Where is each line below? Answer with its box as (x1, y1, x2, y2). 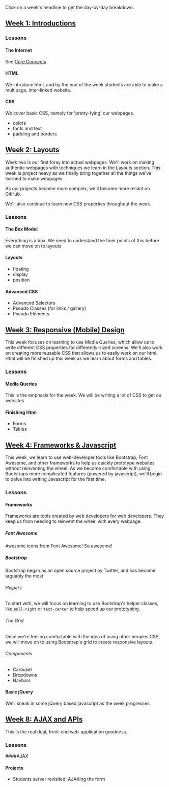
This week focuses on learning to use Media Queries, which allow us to (5, 339, 155, 345)
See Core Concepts (5, 58, 47, 64)
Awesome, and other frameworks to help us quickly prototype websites (5, 460, 155, 466)
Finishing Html (5, 409, 37, 415)
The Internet (5, 47, 32, 53)
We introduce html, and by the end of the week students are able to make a (5, 81, 163, 87)
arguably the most (5, 573, 44, 579)
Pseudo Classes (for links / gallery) (12, 305, 87, 311)
